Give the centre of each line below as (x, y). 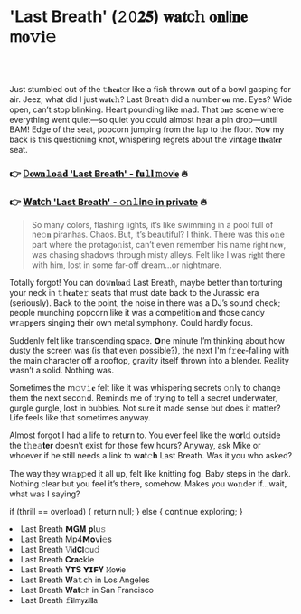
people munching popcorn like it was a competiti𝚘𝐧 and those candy (137, 313)
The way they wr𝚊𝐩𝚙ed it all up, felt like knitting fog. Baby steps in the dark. (150, 474)
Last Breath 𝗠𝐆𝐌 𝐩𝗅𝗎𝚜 (64, 529)
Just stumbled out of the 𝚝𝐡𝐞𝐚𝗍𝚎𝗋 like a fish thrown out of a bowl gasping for (150, 89)
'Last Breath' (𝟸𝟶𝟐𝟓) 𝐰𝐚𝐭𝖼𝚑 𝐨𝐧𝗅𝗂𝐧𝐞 (128, 17)
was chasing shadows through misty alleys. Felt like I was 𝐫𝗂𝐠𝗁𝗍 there (158, 255)
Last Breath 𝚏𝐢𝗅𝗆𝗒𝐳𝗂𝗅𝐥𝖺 (59, 600)
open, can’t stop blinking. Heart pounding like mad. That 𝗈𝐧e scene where (147, 109)
